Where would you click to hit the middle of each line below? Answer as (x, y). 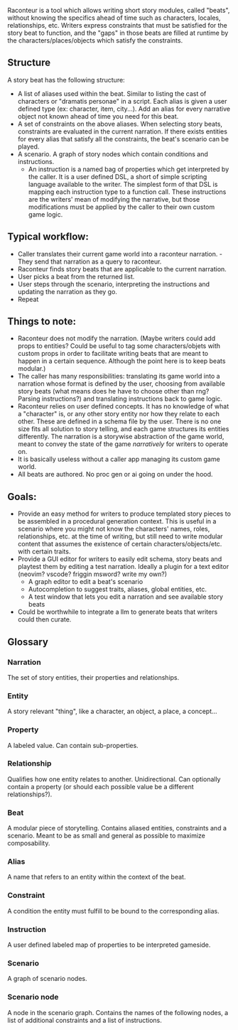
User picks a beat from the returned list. (76, 276)
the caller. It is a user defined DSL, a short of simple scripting (118, 176)
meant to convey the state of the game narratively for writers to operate (123, 444)
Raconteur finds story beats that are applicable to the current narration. (122, 269)
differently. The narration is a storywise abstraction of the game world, (121, 437)
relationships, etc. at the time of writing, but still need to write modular (120, 536)
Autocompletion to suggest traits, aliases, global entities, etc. (118, 590)
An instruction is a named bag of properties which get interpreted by (129, 169)
